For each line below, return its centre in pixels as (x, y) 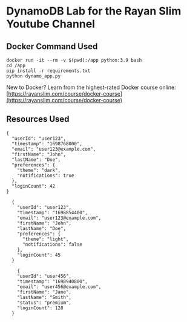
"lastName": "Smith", (44, 297)
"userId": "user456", (44, 276)
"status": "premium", (44, 303)
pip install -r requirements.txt (48, 71)
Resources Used (38, 119)
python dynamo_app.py (34, 76)
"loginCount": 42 (34, 186)
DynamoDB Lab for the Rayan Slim (94, 11)
